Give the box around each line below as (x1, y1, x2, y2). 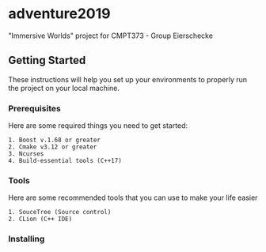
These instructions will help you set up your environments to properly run (8, 74, 248, 84)
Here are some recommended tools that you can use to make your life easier (8, 193, 258, 202)
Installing (8, 234, 45, 245)
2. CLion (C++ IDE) (8, 215, 73, 224)
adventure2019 (8, 5, 111, 23)
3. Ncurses (8, 150, 44, 158)
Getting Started (8, 54, 86, 67)
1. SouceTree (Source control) (8, 209, 112, 216)
